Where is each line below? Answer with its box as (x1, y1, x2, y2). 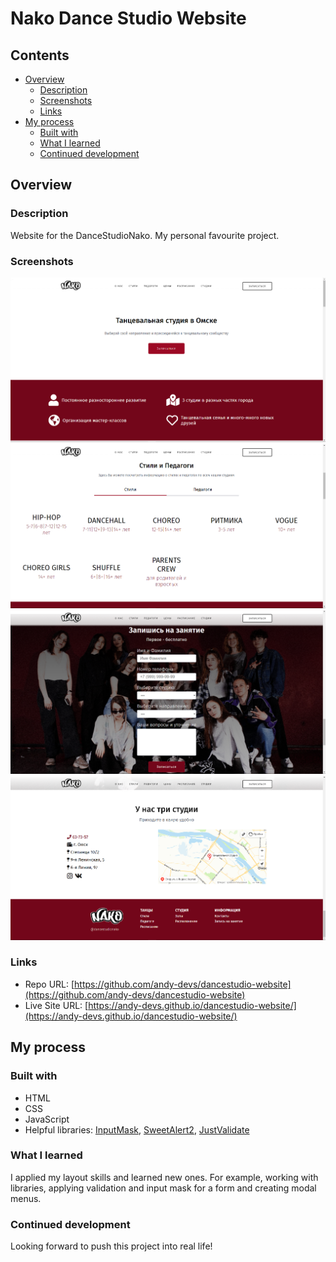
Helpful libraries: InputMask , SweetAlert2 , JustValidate (24, 1123, 250, 1136)
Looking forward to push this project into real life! (10, 1240, 213, 1252)
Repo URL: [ (24, 978, 75, 990)
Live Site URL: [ (24, 999, 89, 1011)
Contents (10, 47, 70, 64)
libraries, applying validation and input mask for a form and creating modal (10, 1182, 317, 1194)
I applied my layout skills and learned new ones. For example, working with (10, 1171, 319, 1183)
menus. (10, 1192, 42, 1204)
